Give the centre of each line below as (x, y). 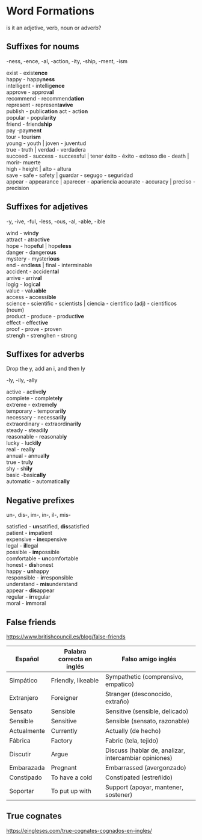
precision (18, 188)
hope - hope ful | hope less (39, 246)
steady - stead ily (27, 430)
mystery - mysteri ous (33, 258)
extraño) (117, 701)
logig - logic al (23, 284)
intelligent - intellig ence (35, 85)
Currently (64, 731)
